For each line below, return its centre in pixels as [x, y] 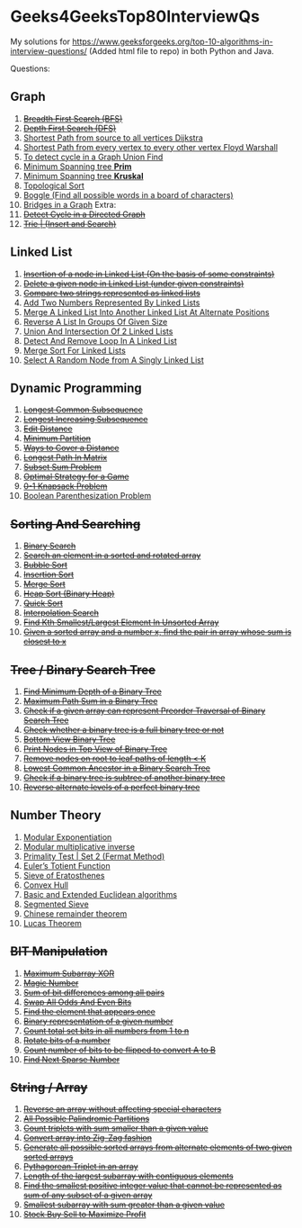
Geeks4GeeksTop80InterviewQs [135, 17]
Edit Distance [48, 429]
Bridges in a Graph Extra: [70, 204]
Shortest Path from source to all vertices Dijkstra [113, 138]
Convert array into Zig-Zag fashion [87, 1138]
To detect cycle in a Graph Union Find [93, 157]
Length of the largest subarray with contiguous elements [128, 1176]
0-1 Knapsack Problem [65, 486]
